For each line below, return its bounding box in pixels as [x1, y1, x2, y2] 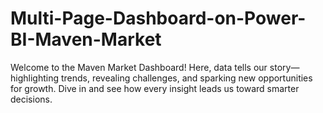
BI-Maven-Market [10, 28, 162, 51]
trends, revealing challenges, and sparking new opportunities [60, 72, 313, 84]
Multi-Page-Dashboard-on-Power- [10, 7, 307, 30]
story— [269, 61, 300, 73]
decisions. [10, 93, 53, 105]
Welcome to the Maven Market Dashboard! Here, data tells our [10, 61, 268, 73]
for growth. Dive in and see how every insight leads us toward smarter [10, 82, 300, 94]
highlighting [10, 72, 60, 84]
